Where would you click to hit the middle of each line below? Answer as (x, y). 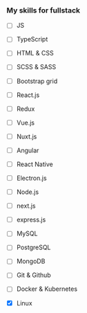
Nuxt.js (27, 136)
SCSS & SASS (36, 67)
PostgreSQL (33, 247)
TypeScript (32, 39)
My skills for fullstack (43, 10)
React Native (35, 164)
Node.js (28, 192)
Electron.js (31, 178)
